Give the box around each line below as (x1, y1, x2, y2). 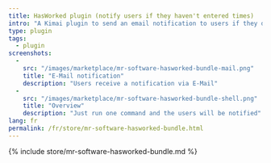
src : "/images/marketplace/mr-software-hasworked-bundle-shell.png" (23, 94, 258, 102)
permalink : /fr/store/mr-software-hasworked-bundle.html (8, 124, 204, 132)
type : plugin (8, 27, 52, 35)
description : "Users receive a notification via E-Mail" (23, 79, 219, 87)
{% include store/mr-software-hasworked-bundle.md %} (8, 146, 198, 156)
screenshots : (8, 49, 52, 57)
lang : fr (8, 117, 38, 125)
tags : (8, 34, 27, 43)
